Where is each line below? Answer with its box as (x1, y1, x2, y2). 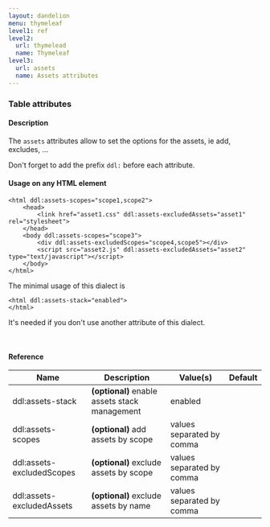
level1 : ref (8, 27, 48, 35)
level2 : (8, 34, 35, 43)
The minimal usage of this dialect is (8, 281, 126, 290)
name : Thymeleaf (15, 49, 70, 57)
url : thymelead (15, 42, 67, 50)
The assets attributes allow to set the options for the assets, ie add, (8, 136, 231, 146)
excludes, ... (8, 144, 49, 154)
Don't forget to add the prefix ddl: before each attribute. (8, 160, 195, 170)
